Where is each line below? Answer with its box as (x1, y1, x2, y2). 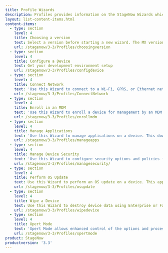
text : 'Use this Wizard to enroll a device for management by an (14, 110, 153, 115)
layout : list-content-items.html (5, 17, 75, 22)
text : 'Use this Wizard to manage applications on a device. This (14, 133, 155, 138)
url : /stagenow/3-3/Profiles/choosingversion (14, 45, 111, 50)
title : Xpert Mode (14, 221, 52, 227)
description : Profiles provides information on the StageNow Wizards (5, 12, 153, 17)
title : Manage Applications (14, 128, 72, 133)
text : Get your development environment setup (14, 63, 113, 68)
